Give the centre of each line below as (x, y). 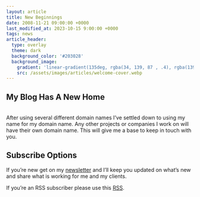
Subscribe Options (42, 156)
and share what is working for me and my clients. (66, 176)
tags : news (20, 34)
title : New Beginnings (34, 17)
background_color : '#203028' (48, 56)
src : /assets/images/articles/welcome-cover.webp (80, 73)
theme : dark (26, 51)
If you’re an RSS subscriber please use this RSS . (65, 187)
